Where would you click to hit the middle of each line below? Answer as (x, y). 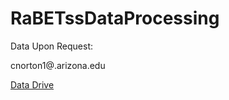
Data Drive (32, 84)
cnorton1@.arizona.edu (58, 65)
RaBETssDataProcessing (115, 18)
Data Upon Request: (51, 46)
